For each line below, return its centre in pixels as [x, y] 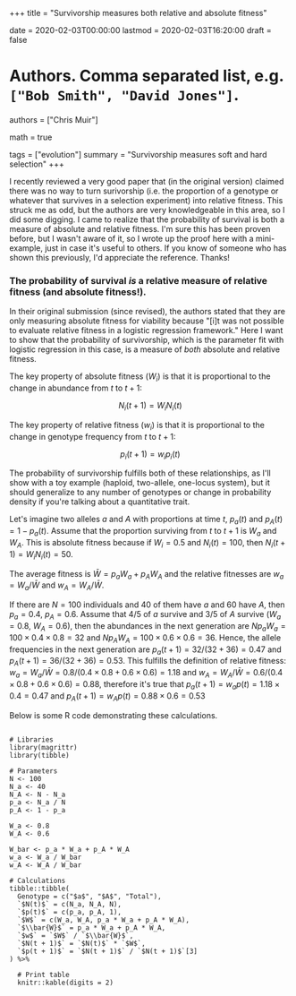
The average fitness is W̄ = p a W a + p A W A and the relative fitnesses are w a [147, 575]
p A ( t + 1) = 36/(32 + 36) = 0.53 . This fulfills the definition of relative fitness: [148, 662]
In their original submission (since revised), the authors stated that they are [148, 312]
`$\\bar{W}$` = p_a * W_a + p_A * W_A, [92, 927]
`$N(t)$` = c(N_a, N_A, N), [70, 904]
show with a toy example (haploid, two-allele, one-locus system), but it [140, 483]
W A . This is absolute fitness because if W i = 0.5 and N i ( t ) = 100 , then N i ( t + [148, 544]
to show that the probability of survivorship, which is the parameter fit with [147, 340]
